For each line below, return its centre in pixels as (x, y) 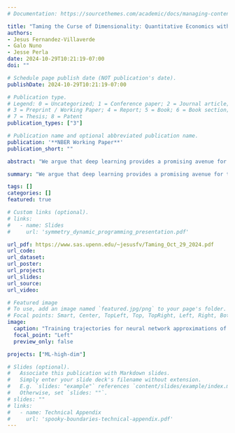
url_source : (24, 283)
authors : (20, 33)
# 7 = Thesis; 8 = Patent (45, 117)
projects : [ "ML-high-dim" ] (47, 354)
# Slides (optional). (39, 367)
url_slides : (24, 277)
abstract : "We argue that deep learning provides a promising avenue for (117, 162)
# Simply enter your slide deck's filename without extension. (104, 380)
